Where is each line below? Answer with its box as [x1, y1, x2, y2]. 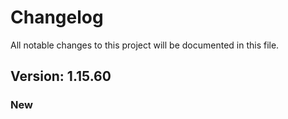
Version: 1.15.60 [10, 68, 112, 85]
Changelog [10, 6, 104, 29]
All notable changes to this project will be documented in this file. [10, 39, 280, 51]
